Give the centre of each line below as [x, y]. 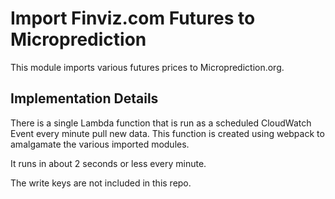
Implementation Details [84, 98]
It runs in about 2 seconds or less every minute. [108, 163]
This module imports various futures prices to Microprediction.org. [147, 67]
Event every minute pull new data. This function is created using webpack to [167, 133]
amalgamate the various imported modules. [100, 144]
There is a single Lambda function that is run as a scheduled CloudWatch [161, 123]
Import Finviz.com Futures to [133, 18]
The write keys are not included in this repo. [101, 183]
